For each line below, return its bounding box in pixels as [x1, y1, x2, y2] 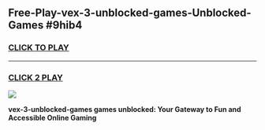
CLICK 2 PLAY [8, 72, 63, 83]
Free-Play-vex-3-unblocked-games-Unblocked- [8, 6, 252, 20]
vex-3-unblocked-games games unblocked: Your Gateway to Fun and [8, 104, 242, 113]
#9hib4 [46, 19, 83, 32]
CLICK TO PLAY [8, 43, 69, 54]
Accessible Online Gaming [8, 113, 97, 122]
